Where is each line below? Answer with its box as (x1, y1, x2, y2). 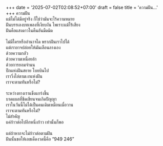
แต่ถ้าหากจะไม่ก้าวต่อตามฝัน (6, 130, 53, 136)
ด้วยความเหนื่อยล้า (6, 56, 37, 62)
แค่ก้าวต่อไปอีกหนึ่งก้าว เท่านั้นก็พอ (6, 119, 64, 125)
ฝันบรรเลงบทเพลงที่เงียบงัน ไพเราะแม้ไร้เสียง (6, 22, 81, 28)
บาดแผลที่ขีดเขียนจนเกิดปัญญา (6, 96, 57, 102)
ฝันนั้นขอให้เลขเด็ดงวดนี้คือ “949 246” (6, 136, 74, 142)
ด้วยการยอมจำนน (6, 61, 35, 68)
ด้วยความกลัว (6, 50, 29, 56)
